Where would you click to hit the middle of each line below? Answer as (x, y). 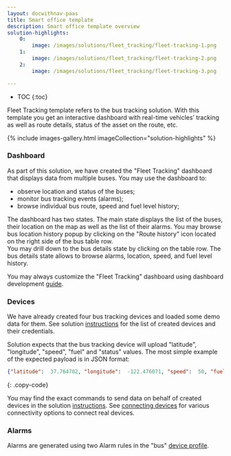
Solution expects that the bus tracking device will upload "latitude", (102, 345)
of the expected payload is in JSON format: (68, 359)
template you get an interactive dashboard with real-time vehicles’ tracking (113, 117)
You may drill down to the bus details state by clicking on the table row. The (114, 248)
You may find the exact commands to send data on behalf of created (104, 398)
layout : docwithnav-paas (43, 13)
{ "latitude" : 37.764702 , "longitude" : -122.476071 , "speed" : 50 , (107, 372)
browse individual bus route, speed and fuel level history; (98, 206)
